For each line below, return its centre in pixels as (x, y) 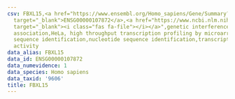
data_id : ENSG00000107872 (45, 59)
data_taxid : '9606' (36, 78)
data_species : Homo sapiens (48, 72)
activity (26, 46)
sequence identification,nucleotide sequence (81, 40)
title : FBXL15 (28, 85)
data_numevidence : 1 (37, 66)
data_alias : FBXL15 (36, 53)
